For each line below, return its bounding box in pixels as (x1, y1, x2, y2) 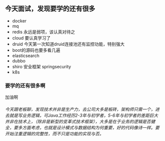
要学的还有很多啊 (5, 82, 46, 89)
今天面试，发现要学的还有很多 (5, 4, 95, 13)
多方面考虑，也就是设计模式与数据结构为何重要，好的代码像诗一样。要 (18, 124, 160, 130)
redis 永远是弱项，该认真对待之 (12, 29, 75, 35)
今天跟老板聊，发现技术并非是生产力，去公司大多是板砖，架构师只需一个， (5, 106, 155, 112)
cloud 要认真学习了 (12, 35, 51, 40)
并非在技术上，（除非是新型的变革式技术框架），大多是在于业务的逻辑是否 (5, 119, 151, 124)
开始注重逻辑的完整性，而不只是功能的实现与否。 (5, 131, 104, 137)
